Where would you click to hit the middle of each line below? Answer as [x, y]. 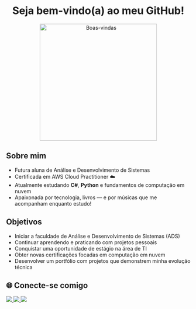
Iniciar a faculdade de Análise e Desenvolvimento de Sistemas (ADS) [97, 236]
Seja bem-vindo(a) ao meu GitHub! [98, 11]
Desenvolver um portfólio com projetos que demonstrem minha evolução [102, 261]
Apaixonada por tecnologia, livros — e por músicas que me [86, 197]
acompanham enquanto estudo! [53, 203]
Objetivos [24, 222]
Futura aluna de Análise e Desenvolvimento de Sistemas [82, 170]
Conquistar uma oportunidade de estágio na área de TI [81, 248]
